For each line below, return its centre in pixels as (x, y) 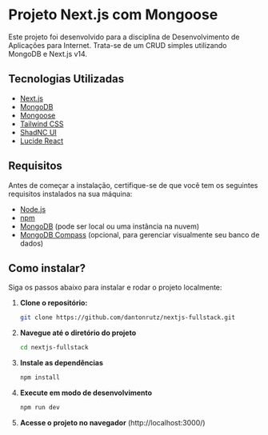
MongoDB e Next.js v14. (48, 54)
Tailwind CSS (42, 124)
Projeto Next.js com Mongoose (113, 15)
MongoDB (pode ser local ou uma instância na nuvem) (110, 226)
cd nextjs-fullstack (54, 348)
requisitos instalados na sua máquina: (70, 194)
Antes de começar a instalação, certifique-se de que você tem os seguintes (133, 185)
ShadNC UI (38, 132)
